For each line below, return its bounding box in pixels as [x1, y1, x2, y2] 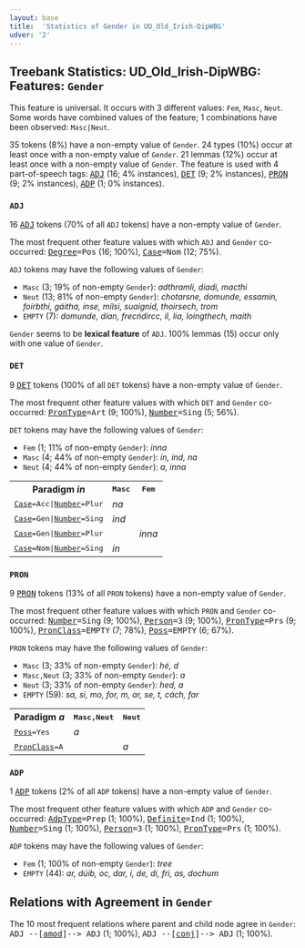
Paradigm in [31, 483, 86, 495]
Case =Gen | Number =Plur [14, 529, 104, 538]
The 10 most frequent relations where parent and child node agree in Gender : [9, 919, 296, 930]
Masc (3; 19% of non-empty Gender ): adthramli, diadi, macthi [22, 281, 248, 292]
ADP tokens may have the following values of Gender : [9, 841, 204, 851]
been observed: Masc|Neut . [9, 122, 110, 133]
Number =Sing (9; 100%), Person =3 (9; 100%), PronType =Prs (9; [47, 616, 297, 627]
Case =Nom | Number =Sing [14, 544, 104, 554]
